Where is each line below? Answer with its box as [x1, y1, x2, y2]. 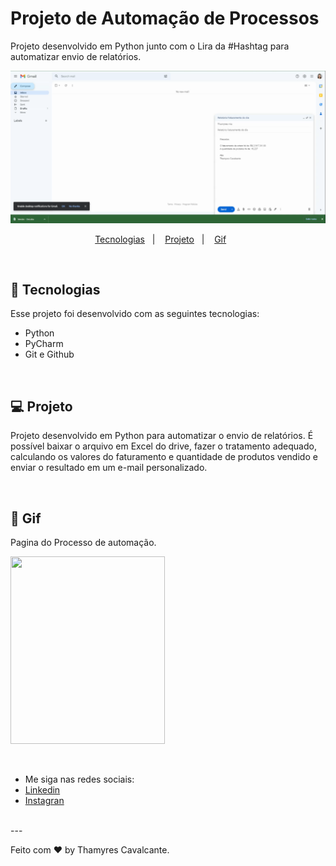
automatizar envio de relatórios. [10, 50, 142, 62]
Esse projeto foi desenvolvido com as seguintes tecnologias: [10, 308, 260, 320]
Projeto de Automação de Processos [10, 7, 320, 30]
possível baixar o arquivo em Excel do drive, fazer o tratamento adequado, [10, 440, 317, 452]
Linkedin [24, 784, 61, 796]
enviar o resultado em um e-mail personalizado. [10, 462, 208, 474]
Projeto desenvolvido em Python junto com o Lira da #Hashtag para [10, 40, 290, 52]
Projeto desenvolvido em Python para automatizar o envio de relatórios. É [10, 430, 314, 442]
